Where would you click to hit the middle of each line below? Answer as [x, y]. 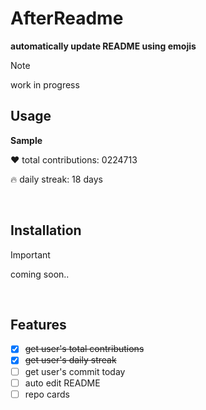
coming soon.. [40, 274]
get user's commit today [75, 371]
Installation [46, 230]
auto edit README [62, 383]
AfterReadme [67, 18]
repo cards [47, 394]
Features [38, 324]
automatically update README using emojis [103, 46]
